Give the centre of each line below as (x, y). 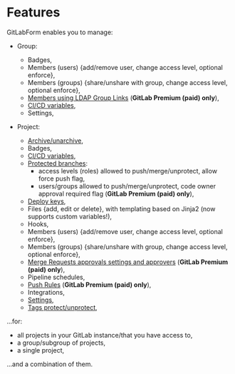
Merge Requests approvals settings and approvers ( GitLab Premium (128, 262)
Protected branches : (58, 163)
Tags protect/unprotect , (62, 307)
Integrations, (46, 292)
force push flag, (62, 178)
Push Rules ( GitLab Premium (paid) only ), (89, 284)
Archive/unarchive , (55, 141)
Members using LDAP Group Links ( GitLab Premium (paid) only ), (123, 98)
